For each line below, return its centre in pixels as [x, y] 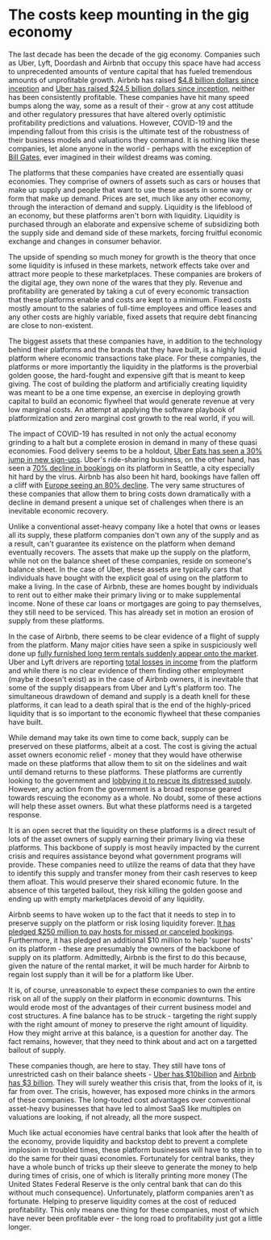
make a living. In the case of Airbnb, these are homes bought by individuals [133, 586]
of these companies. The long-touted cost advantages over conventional [129, 1100]
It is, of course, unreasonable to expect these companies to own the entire [132, 990]
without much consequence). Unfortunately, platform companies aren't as [131, 1192]
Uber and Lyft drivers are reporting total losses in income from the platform [133, 662]
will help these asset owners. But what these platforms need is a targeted [130, 806]
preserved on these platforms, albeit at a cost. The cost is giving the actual [133, 746]
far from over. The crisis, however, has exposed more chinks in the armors [132, 1091]
